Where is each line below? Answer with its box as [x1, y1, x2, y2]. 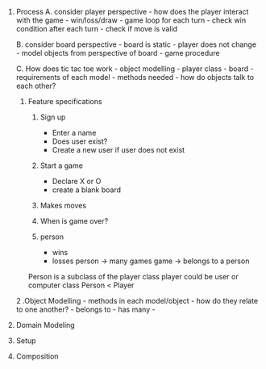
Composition [15, 351, 59, 361]
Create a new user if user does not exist [52, 145, 185, 154]
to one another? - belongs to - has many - [15, 304, 156, 314]
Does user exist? [52, 136, 108, 146]
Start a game [39, 161, 83, 170]
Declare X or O [52, 177, 102, 186]
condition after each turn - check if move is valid [15, 24, 178, 33]
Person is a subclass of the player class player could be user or [27, 272, 239, 281]
